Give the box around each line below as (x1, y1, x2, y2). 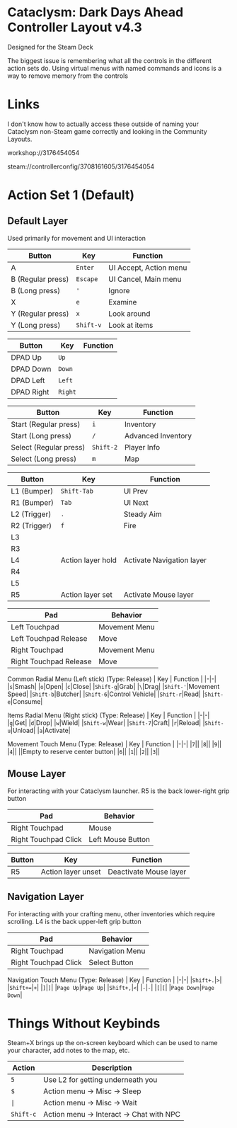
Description (91, 1063, 132, 1073)
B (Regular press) (11, 274, 69, 284)
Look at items (108, 320, 154, 330)
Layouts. (7, 135, 33, 143)
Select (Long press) (11, 454, 76, 464)
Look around (108, 309, 151, 319)
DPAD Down (11, 364, 52, 374)
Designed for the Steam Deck (7, 42, 93, 51)
